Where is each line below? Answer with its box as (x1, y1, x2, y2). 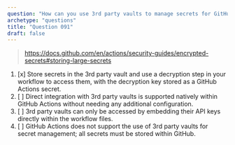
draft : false (7, 29, 45, 37)
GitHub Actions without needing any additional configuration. (17, 99, 194, 109)
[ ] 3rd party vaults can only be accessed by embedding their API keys (17, 107, 221, 116)
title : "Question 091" (7, 23, 73, 30)
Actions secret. (17, 85, 62, 93)
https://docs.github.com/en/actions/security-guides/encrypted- (24, 49, 209, 57)
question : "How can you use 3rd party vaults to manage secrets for (7, 10, 211, 18)
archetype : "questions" (7, 17, 77, 24)
